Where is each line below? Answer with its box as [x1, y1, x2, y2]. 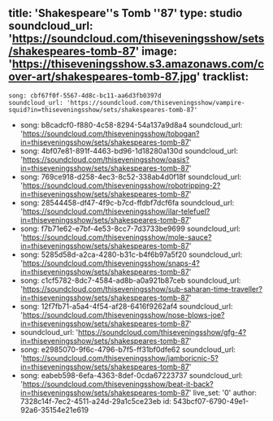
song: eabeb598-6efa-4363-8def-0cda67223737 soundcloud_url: [19, 370, 244, 380]
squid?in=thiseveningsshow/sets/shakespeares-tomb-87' [8, 106, 198, 114]
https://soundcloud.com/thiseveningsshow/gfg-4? [78, 327, 246, 336]
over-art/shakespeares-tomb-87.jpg [8, 70, 197, 84]
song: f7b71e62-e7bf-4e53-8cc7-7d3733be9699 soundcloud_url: [19, 224, 241, 233]
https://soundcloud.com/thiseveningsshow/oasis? [23, 154, 190, 164]
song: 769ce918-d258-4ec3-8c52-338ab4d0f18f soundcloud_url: [19, 171, 242, 181]
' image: [135, 45, 177, 59]
